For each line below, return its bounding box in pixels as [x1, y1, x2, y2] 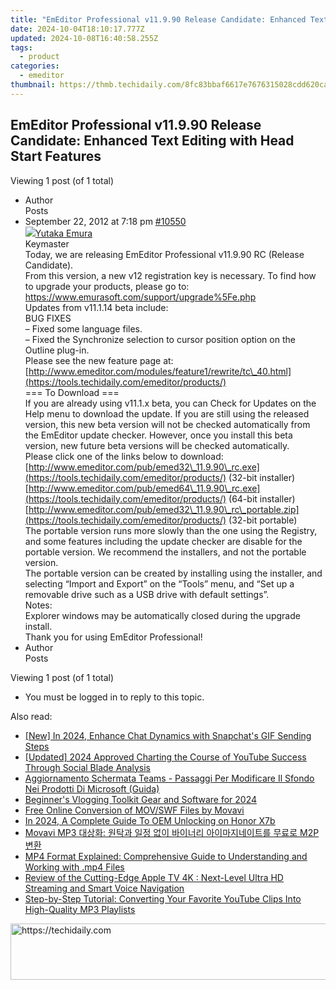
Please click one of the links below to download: [24, 450, 224, 462]
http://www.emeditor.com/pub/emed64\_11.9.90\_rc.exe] [28, 482, 261, 494]
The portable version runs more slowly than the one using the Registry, [24, 524, 318, 536]
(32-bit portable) [228, 514, 298, 526]
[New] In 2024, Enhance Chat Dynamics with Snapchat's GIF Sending [24, 729, 312, 741]
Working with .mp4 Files [24, 861, 125, 873]
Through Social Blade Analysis [24, 761, 151, 773]
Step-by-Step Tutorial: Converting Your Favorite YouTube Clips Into [24, 892, 302, 905]
